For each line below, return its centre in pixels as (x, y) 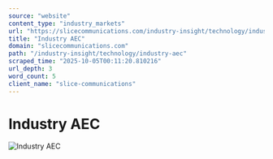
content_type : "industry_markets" (67, 24)
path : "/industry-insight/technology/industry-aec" (97, 54)
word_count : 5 (32, 76)
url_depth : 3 (30, 69)
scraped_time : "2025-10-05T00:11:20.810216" (85, 62)
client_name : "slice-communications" (72, 84)
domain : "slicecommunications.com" (69, 46)
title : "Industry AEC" (47, 39)
